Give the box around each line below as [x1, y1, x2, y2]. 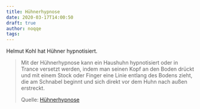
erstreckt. [20, 84, 45, 92]
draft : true [6, 20, 36, 26]
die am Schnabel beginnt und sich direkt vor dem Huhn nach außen [20, 78, 187, 86]
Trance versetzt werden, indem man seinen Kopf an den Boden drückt [20, 65, 195, 72]
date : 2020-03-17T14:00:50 [6, 14, 74, 20]
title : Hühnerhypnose [6, 8, 60, 15]
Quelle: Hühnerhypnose [20, 96, 80, 104]
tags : [6, 31, 20, 37]
